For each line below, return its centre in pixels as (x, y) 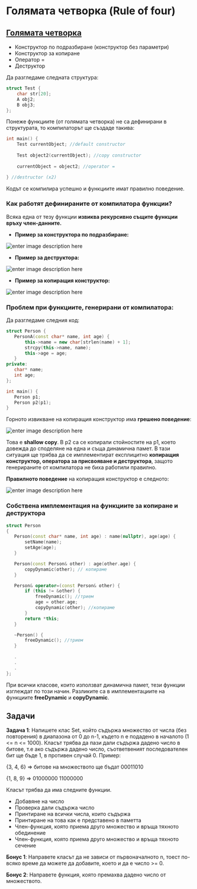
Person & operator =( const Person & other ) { (67, 585)
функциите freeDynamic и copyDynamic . (58, 697)
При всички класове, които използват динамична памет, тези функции (96, 685)
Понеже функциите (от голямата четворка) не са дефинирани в (86, 122)
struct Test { (24, 88)
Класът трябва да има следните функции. (59, 790)
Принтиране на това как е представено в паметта (78, 820)
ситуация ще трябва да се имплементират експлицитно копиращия (93, 455)
